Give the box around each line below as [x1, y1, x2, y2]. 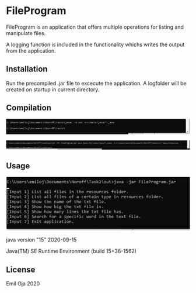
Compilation [6, 103, 51, 113]
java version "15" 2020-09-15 [6, 236, 77, 243]
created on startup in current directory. [6, 86, 100, 93]
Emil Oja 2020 [6, 280, 40, 287]
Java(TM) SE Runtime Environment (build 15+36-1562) [6, 247, 137, 255]
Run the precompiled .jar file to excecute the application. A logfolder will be [6, 80, 187, 87]
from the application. [6, 47, 57, 54]
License [6, 264, 36, 274]
